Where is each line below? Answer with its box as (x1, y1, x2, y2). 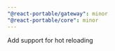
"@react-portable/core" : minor (7, 17, 99, 24)
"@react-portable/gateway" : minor (7, 10, 109, 17)
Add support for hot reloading (7, 36, 93, 44)
